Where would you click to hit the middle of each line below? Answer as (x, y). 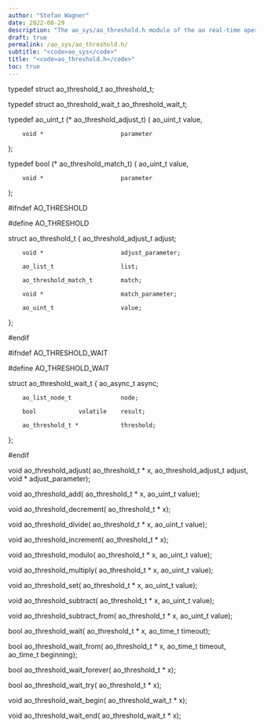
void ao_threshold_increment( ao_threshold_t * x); (88, 539)
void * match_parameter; (100, 294)
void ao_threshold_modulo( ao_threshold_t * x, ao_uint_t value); (110, 554)
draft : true (27, 37)
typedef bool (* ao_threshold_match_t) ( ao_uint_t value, (99, 164)
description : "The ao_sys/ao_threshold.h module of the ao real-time (125, 30)
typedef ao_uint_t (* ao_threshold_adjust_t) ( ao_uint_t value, (105, 119)
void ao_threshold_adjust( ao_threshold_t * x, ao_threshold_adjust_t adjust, (128, 470)
